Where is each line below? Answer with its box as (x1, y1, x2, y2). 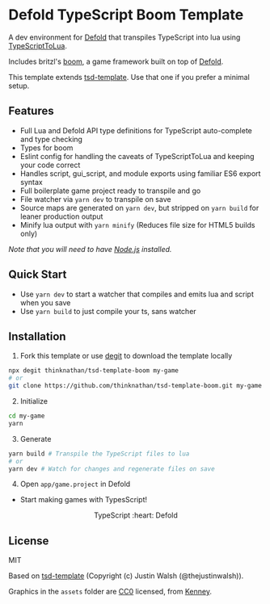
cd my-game (8, 412, 45, 420)
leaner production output (19, 212, 103, 221)
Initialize (19, 396, 49, 405)
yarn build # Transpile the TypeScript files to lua (8, 450, 190, 458)
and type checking (19, 134, 83, 144)
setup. (8, 81, 30, 90)
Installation (8, 329, 66, 343)
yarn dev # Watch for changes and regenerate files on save (8, 464, 216, 473)
